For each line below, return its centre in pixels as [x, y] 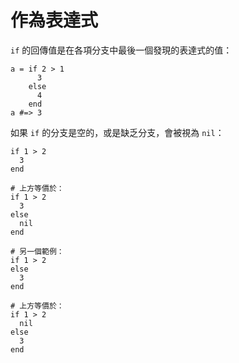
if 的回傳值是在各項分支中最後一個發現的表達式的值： [121, 50]
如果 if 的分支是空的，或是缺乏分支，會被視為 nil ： [117, 132]
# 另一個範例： [37, 251]
